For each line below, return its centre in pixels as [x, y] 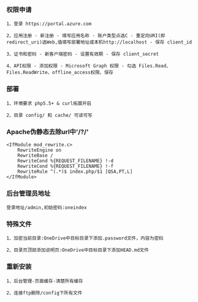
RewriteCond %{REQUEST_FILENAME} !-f [66, 166]
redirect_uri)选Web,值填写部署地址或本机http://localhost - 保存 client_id [99, 42]
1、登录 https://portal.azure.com [49, 24]
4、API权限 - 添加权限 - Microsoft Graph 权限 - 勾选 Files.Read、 [89, 66]
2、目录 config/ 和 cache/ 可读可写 [49, 115]
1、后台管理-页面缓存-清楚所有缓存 [45, 281]
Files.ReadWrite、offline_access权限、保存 [60, 73]
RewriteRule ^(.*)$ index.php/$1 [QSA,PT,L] [75, 172]
